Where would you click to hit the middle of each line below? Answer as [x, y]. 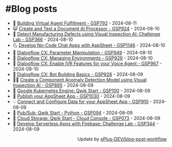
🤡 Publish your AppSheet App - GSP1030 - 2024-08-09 [71, 96]
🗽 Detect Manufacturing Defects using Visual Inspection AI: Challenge [86, 34]
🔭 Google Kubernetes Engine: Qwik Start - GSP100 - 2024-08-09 [81, 91]
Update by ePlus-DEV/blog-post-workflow [122, 139]
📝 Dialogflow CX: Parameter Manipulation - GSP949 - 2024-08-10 [82, 52]
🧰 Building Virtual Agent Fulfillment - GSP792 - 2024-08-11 [75, 23]
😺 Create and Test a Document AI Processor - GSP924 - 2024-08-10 [86, 28]
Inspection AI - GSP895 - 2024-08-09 [53, 85]
